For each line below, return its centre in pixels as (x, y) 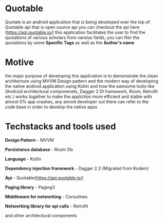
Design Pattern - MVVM (29, 140)
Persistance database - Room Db (39, 149)
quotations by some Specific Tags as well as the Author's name (70, 42)
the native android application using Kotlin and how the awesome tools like (80, 86)
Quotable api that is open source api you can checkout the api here (72, 27)
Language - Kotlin (23, 159)
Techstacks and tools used (61, 127)
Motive (19, 63)
